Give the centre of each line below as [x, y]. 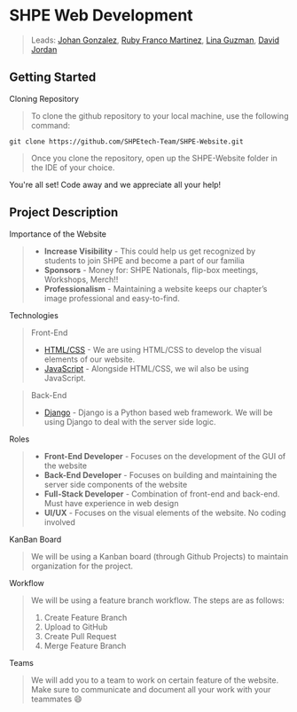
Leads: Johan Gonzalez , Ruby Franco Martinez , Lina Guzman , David [155, 40]
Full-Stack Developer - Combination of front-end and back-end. [162, 494]
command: [51, 125]
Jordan [44, 49]
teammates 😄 [56, 699]
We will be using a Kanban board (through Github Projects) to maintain [160, 556]
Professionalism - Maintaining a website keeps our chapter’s [156, 288]
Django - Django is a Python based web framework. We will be [158, 412]
